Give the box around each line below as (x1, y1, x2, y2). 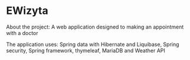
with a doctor (6, 29, 38, 36)
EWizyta (6, 4, 48, 17)
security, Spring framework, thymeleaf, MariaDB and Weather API (6, 47, 165, 54)
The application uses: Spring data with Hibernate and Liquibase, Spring (6, 41, 179, 48)
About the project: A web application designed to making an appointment (6, 23, 184, 30)
